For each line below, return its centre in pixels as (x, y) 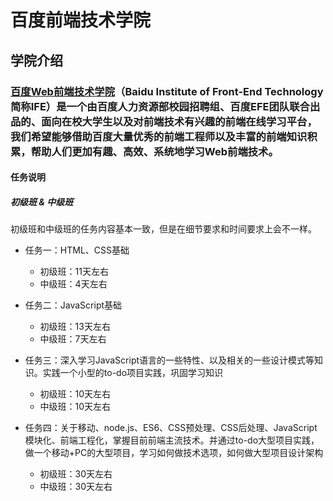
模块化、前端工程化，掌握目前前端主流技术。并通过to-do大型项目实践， (172, 440)
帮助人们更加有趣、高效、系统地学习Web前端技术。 (154, 151)
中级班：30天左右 (76, 487)
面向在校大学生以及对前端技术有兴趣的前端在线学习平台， (179, 121)
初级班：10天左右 (75, 394)
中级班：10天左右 (75, 407)
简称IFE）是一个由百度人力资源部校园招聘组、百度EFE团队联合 (160, 106)
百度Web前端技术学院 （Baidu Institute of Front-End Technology (167, 91)
